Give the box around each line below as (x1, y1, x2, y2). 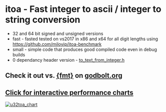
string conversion (5, 14, 80, 25)
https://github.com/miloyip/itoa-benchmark (12, 41, 102, 47)
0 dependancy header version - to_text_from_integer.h (12, 57, 125, 63)
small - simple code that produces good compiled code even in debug (12, 46, 157, 52)
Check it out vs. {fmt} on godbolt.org (5, 71, 122, 80)
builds (12, 51, 25, 58)
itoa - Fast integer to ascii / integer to (5, 3, 161, 15)
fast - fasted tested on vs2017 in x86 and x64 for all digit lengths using (12, 36, 158, 42)
